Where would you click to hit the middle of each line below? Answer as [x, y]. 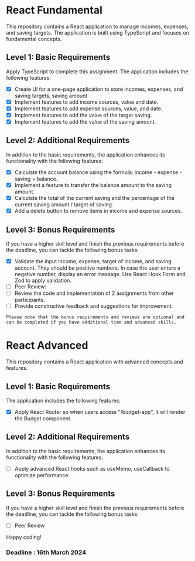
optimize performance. [42, 475]
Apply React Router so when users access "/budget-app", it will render [100, 412]
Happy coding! [24, 537]
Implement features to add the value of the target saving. [83, 115]
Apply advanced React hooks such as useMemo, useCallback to [92, 468]
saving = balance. [36, 179]
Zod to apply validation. [43, 280]
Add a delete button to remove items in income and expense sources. [98, 211]
